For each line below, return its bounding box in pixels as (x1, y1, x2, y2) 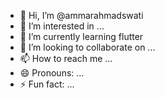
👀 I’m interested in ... (19, 20, 105, 32)
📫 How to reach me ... (19, 53, 113, 64)
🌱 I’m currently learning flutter (19, 31, 144, 42)
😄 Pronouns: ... (19, 67, 85, 79)
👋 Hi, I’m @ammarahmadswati (19, 10, 144, 21)
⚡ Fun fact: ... (19, 78, 75, 90)
